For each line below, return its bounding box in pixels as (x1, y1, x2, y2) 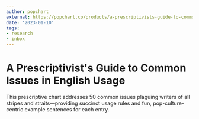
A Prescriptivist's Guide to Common (6, 61, 187, 75)
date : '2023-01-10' (6, 19, 54, 25)
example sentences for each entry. (24, 105, 110, 113)
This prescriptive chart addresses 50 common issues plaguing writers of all (6, 93, 190, 100)
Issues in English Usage (6, 74, 126, 87)
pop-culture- (153, 100, 185, 107)
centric (6, 105, 24, 113)
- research (6, 31, 33, 37)
